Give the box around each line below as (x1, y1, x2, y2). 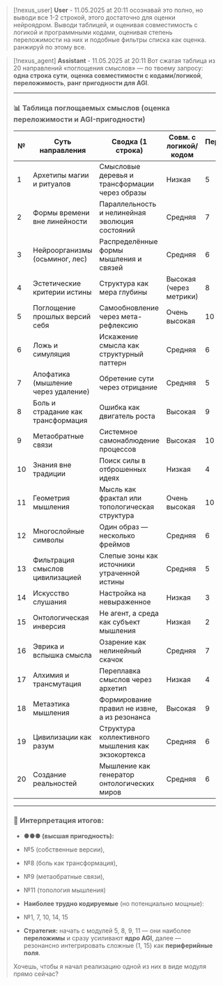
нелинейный (99, 646, 142, 656)
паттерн (99, 358, 127, 368)
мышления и (99, 254, 142, 264)
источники (99, 560, 135, 570)
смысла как (99, 341, 140, 350)
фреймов (99, 540, 130, 549)
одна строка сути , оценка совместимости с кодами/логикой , (13, 71, 203, 80)
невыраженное (99, 597, 151, 607)
